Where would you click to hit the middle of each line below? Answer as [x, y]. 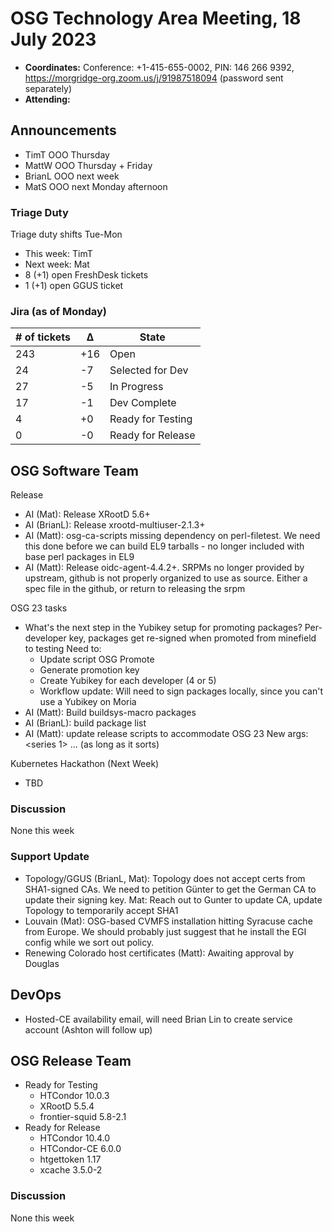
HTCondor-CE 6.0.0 [80, 1149]
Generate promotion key [89, 670]
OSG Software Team [74, 470]
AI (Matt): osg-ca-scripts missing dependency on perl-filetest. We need [172, 536]
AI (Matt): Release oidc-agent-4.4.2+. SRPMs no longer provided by [164, 568]
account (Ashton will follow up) [88, 1029]
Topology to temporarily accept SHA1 [101, 910]
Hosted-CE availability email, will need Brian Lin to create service [158, 1019]
